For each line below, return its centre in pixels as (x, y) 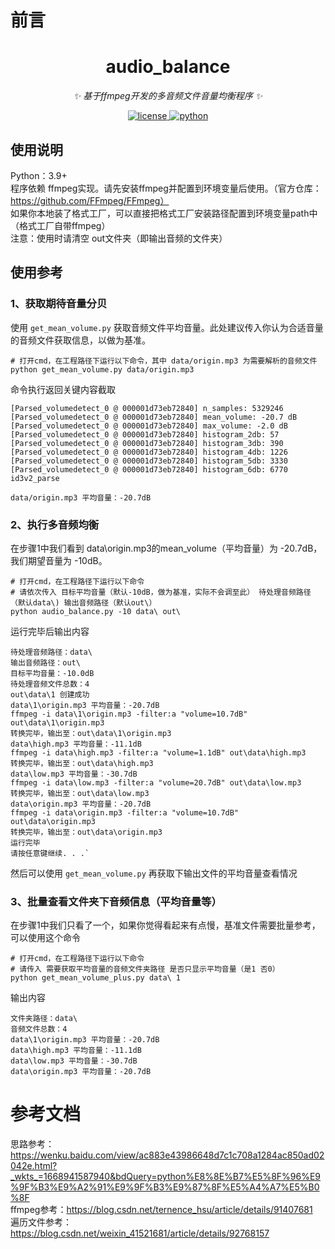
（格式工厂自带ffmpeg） (60, 225)
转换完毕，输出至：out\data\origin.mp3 (86, 832)
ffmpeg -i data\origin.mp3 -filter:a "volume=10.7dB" (125, 812)
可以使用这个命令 (45, 938)
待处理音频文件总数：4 (50, 684)
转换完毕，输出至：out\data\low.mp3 (80, 793)
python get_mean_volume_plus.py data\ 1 (96, 978)
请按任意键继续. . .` (50, 853)
